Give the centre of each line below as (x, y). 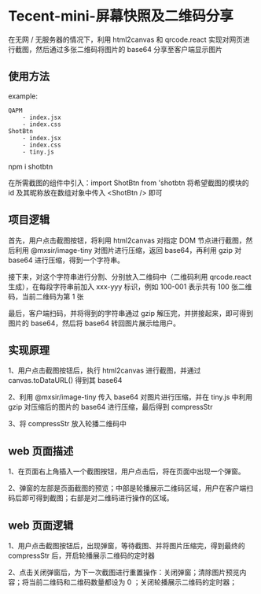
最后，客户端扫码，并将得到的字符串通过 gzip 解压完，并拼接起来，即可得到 (131, 313)
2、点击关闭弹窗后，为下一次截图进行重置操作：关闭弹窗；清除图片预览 (124, 572)
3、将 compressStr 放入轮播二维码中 (68, 424)
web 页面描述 (41, 451)
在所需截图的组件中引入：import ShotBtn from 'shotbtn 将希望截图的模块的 (129, 183)
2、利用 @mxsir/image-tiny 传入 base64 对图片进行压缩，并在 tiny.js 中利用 (130, 397)
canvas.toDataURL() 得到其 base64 (65, 381)
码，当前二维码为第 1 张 (46, 296)
